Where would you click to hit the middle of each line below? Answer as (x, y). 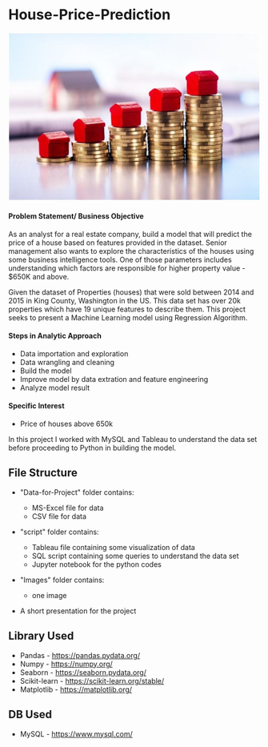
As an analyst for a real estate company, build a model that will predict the (130, 234)
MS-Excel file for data (68, 508)
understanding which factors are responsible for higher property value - (127, 268)
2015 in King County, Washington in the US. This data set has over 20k (125, 300)
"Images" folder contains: (62, 580)
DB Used (30, 715)
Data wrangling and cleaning (67, 362)
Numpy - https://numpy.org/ (66, 664)
